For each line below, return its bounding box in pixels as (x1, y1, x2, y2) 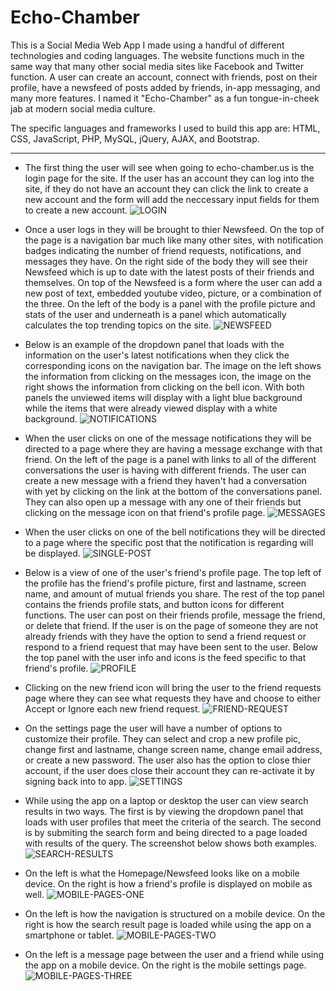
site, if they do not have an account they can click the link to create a (24, 182, 309, 195)
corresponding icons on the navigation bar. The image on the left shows (24, 359, 322, 371)
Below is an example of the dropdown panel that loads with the (24, 338, 285, 350)
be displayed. (24, 547, 81, 559)
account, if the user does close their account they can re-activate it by (24, 764, 315, 776)
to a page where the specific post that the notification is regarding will (24, 536, 314, 548)
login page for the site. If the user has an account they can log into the (24, 172, 315, 184)
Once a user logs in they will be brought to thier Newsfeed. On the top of (24, 223, 325, 235)
